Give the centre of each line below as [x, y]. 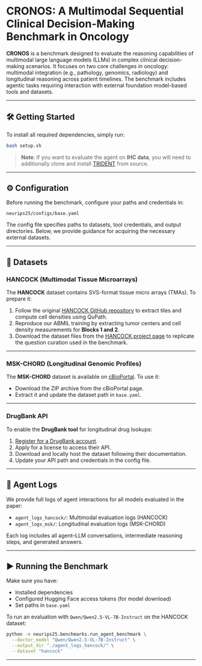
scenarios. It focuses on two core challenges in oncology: [97, 66]
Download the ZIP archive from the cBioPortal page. [79, 388]
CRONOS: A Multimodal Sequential [95, 11]
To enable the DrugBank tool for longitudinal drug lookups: [79, 429]
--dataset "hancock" [37, 651]
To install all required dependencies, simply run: [66, 134]
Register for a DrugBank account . [56, 441]
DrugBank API [27, 416]
